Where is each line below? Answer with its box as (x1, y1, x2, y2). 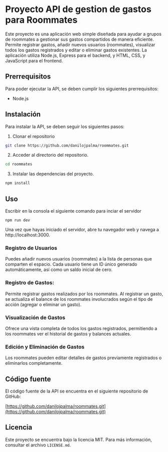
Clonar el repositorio (12, 133, 55, 139)
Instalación (5, 110, 41, 119)
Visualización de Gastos (5, 314, 66, 321)
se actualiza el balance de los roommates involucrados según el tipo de (5, 296, 153, 302)
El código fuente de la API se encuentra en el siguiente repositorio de (5, 388, 148, 394)
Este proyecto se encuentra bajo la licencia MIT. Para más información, (5, 436, 152, 442)
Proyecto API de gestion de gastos (5, 4, 151, 15)
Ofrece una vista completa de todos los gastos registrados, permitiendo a (5, 325, 157, 331)
